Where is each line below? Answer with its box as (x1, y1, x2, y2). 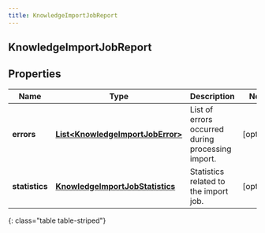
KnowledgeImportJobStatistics (54, 180, 176, 191)
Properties (8, 68, 62, 81)
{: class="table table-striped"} (8, 216, 106, 225)
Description (189, 91, 235, 102)
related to (189, 176, 226, 187)
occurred (189, 124, 225, 135)
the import (189, 186, 229, 197)
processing (189, 143, 232, 154)
